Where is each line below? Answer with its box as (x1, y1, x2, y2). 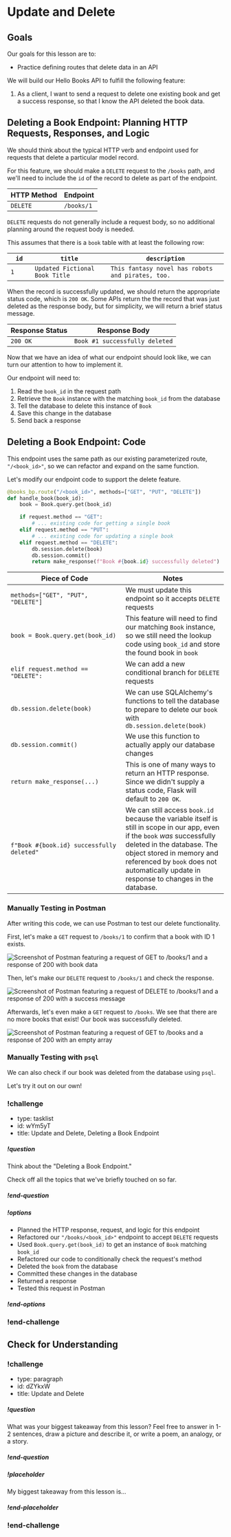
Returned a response (16, 1277, 77, 1285)
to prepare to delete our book (125, 705, 218, 715)
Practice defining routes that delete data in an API (16, 63, 158, 71)
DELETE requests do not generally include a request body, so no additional (7, 217, 215, 226)
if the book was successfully (125, 831, 216, 841)
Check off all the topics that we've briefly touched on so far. (7, 1175, 177, 1184)
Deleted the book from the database (16, 1263, 118, 1271)
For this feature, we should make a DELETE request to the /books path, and (7, 166, 215, 175)
